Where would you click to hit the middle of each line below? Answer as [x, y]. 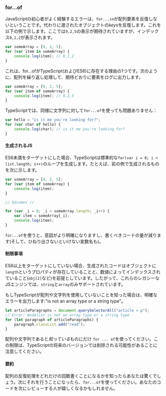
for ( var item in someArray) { [37, 52]
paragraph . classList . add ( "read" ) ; [50, 324]
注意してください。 [25, 351]
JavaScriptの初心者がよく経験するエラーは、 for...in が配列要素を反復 [77, 19]
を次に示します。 [22, 170]
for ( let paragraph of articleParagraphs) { [52, 319]
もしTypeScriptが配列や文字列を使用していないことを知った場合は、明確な [81, 295]
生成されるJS [19, 146]
